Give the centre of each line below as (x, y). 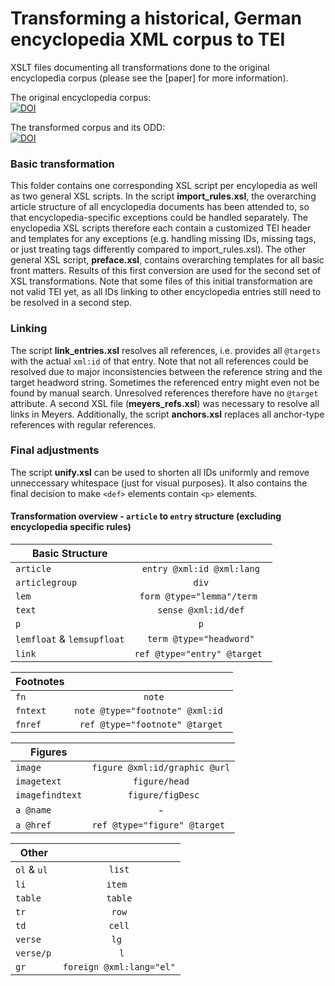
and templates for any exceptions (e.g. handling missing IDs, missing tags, (163, 239)
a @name (33, 810)
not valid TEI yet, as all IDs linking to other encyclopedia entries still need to (166, 292)
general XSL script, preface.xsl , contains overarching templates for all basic (167, 260)
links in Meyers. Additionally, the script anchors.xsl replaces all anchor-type (167, 414)
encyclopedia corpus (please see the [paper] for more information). (149, 78)
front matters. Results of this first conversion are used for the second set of (166, 271)
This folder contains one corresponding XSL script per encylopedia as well (164, 186)
